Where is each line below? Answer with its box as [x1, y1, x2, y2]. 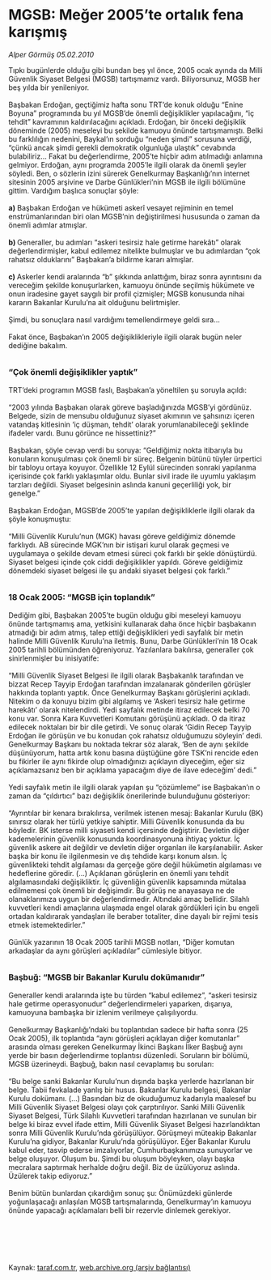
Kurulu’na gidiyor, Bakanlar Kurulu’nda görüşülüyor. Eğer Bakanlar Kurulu [8, 1136, 251, 1146]
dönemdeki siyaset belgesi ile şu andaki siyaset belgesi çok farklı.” [8, 565, 231, 576]
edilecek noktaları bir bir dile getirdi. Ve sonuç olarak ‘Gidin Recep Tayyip [8, 722, 252, 732]
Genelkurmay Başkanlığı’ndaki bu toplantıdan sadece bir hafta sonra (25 [8, 1024, 248, 1034]
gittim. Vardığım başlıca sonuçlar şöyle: [8, 185, 139, 195]
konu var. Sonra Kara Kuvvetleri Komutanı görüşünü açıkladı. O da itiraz [8, 713, 246, 723]
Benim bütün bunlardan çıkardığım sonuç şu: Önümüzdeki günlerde [8, 1188, 233, 1197]
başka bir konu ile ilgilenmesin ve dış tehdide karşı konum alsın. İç [8, 851, 228, 861]
